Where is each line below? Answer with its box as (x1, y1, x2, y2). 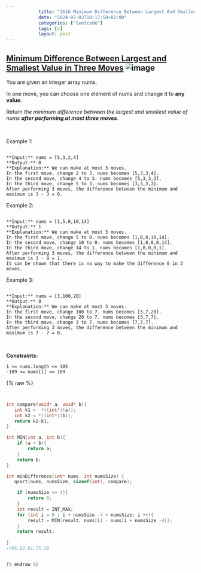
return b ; (17, 457, 42, 463)
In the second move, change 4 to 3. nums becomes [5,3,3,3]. (6, 175, 162, 182)
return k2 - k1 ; (14, 418, 50, 424)
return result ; (17, 529, 55, 535)
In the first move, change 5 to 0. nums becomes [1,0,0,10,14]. (6, 234, 170, 240)
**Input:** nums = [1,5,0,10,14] (6, 218, 90, 225)
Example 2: (6, 201, 34, 209)
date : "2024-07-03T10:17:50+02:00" (38, 14, 127, 20)
